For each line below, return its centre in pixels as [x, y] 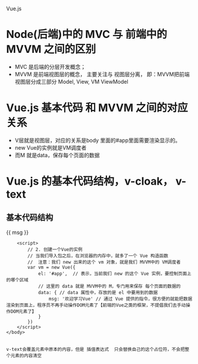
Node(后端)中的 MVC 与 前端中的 [87, 34]
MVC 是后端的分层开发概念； [50, 67]
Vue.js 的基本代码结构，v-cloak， [90, 181]
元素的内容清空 [26, 356]
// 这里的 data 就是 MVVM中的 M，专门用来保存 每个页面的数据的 [109, 286]
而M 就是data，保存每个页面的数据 [57, 155]
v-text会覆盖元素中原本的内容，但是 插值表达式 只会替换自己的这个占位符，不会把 [96, 350]
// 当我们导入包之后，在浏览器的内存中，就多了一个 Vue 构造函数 [98, 256]
